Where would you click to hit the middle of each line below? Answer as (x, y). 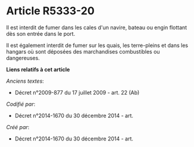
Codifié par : (21, 104)
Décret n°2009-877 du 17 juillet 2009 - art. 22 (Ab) (77, 92)
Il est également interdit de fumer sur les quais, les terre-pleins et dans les (97, 45)
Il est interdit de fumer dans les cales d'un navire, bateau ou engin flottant (97, 27)
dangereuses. (23, 58)
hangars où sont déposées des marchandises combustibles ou (83, 51)
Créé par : (18, 127)
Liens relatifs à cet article (38, 69)
